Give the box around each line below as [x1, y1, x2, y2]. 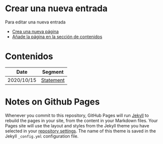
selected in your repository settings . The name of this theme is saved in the [5, 128, 156, 134]
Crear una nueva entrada [5, 3, 108, 14]
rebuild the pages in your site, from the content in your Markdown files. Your [5, 118, 158, 123]
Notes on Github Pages [5, 96, 100, 107]
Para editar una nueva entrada [5, 19, 66, 25]
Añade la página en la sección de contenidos [12, 34, 103, 40]
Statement [41, 77, 65, 83]
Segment [42, 68, 64, 75]
